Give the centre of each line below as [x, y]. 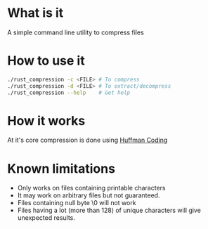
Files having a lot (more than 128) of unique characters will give [109, 210]
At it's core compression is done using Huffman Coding [87, 140]
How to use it [46, 61]
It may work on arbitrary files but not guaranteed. [89, 195]
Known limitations [61, 168]
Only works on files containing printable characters [91, 188]
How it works [46, 120]
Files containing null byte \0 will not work [77, 203]
